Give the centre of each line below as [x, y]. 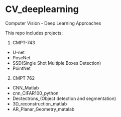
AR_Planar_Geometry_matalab [43, 109]
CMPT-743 [24, 42]
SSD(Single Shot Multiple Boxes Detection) [57, 63]
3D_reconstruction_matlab [40, 103]
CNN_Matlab [26, 88]
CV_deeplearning [42, 9]
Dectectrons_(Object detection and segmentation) [64, 98]
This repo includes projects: [34, 33]
